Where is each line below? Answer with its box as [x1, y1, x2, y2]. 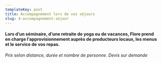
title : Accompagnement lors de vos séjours [5, 12, 95, 16]
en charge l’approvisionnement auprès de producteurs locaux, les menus [5, 36, 158, 42]
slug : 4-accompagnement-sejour [5, 16, 69, 21]
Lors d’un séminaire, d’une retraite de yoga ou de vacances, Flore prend [5, 31, 154, 37]
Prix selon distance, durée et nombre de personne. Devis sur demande [5, 52, 148, 58]
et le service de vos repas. [5, 41, 60, 47]
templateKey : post [5, 7, 43, 12]
